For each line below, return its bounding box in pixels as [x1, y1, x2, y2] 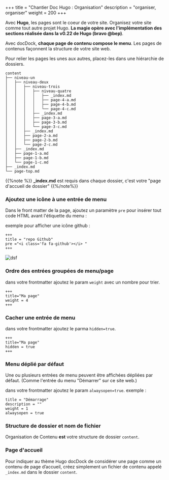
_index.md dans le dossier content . [5, 469, 78, 475]
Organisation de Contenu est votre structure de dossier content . [5, 434, 140, 440]
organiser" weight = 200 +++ [5, 10, 67, 16]
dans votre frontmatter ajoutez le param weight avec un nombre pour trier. [5, 279, 160, 285]
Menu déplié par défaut [5, 360, 64, 368]
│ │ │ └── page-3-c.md [5, 124, 67, 129]
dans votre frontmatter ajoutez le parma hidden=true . [5, 325, 116, 331]
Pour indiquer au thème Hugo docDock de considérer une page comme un [5, 458, 161, 464]
